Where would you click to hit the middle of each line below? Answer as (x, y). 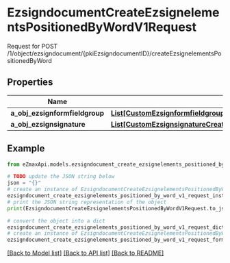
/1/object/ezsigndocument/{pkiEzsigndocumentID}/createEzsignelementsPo (114, 53)
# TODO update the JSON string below (61, 177)
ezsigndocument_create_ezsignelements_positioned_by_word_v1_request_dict (116, 227)
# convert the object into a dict (56, 221)
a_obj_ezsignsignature (48, 124)
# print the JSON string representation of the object (87, 202)
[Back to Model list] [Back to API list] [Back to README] (86, 253)
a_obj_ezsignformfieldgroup (57, 113)
